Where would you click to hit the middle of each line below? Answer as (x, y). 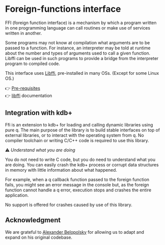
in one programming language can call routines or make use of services (78, 28)
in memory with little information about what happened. (61, 170)
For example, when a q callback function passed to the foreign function (77, 179)
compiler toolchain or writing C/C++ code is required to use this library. (77, 140)
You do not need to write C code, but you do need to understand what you (80, 159)
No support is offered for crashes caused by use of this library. (69, 205)
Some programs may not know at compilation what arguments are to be (78, 42)
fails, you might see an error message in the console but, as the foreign (77, 184)
